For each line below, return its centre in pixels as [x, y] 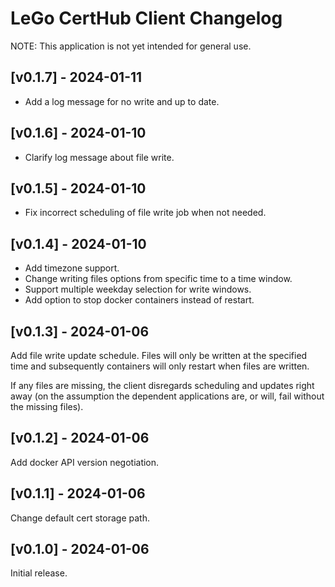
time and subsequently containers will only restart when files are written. [160, 366]
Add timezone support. [72, 268]
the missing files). [47, 406]
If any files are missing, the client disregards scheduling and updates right [162, 385]
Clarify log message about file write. [99, 157]
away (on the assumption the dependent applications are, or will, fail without [167, 396]
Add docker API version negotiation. [85, 462]
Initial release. [39, 573]
